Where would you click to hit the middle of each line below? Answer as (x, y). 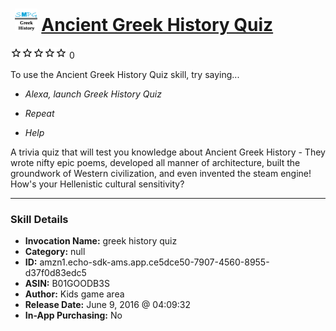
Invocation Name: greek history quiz (101, 241)
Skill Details (39, 219)
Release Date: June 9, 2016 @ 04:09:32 (107, 305)
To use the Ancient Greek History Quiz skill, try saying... (125, 74)
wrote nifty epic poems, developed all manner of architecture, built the (155, 162)
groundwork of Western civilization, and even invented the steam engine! (161, 173)
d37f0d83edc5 (55, 273)
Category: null (55, 252)
